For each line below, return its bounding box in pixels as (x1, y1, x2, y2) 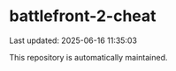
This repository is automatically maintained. (9, 52, 168, 62)
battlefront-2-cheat (9, 6, 157, 26)
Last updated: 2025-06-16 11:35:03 (9, 35, 137, 46)
